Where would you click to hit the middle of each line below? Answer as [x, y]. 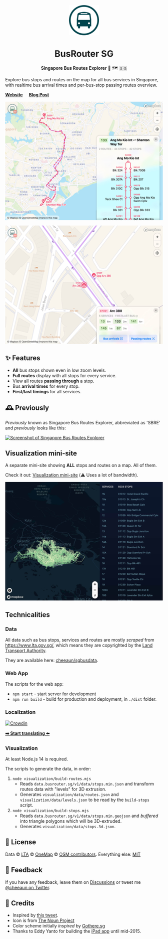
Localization [20, 712]
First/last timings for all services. [47, 391]
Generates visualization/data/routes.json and [69, 794]
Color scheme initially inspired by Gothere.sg [58, 926]
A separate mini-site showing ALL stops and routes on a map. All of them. [81, 465]
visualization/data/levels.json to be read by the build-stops [85, 800]
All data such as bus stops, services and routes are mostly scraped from [80, 640]
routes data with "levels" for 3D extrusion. [63, 789]
